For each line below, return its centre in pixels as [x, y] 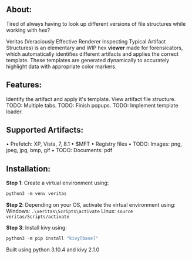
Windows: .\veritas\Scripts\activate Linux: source [70, 211]
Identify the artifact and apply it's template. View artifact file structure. [91, 99]
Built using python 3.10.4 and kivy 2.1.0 [53, 250]
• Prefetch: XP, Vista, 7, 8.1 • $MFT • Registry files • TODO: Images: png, [94, 144]
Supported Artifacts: [45, 130]
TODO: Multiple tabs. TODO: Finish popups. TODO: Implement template [92, 105]
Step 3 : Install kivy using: [37, 228]
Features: [24, 85]
